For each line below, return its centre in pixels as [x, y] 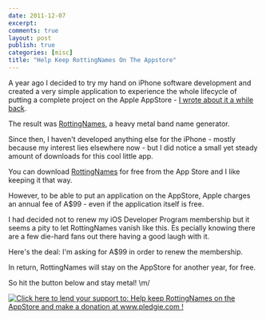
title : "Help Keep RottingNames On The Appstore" [93, 61]
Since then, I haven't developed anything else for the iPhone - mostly [122, 139]
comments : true [34, 30]
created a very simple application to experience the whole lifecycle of [123, 91]
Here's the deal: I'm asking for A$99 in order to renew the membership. [126, 251]
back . [18, 108]
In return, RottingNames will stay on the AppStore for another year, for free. [132, 267]
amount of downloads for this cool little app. [81, 156]
